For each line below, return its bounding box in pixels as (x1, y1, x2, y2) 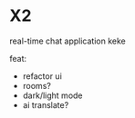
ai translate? (22, 99, 69, 110)
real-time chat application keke (9, 35, 126, 46)
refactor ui (22, 70, 62, 82)
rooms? (22, 80, 52, 91)
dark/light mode (22, 90, 84, 101)
